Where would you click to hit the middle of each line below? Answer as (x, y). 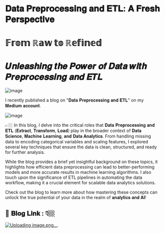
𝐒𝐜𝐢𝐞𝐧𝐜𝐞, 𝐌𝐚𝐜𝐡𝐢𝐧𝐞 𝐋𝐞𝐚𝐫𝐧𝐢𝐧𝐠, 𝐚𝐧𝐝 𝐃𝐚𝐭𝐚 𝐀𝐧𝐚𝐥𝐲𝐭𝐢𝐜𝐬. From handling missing (78, 136)
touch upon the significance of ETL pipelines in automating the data (74, 177)
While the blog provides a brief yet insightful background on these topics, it (82, 162)
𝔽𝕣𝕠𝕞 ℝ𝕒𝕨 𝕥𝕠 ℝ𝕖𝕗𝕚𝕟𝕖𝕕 (53, 43)
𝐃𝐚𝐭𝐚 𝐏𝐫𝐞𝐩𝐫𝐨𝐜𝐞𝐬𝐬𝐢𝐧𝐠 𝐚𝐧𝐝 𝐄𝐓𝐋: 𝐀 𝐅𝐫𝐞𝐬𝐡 (82, 9)
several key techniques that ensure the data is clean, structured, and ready (81, 147)
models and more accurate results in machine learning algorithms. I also (78, 172)
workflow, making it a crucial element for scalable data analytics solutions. (81, 183)
